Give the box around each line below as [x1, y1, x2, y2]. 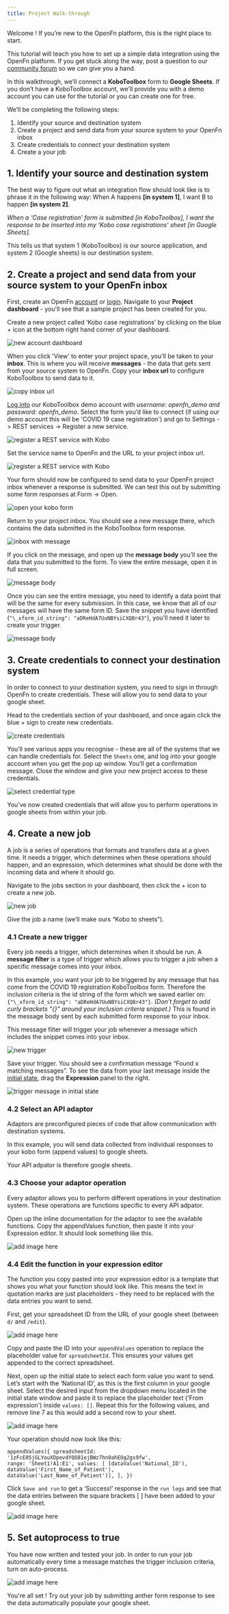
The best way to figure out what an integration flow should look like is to [7, 186, 211, 194]
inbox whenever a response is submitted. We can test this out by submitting [7, 483, 221, 491]
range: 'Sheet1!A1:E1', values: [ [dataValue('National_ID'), [7, 1460, 188, 1467]
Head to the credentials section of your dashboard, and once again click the [7, 711, 221, 719]
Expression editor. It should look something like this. [7, 1229, 154, 1237]
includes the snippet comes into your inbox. [7, 1033, 131, 1041]
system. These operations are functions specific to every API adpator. [7, 1201, 204, 1209]
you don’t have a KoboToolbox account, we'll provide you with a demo [7, 84, 204, 93]
